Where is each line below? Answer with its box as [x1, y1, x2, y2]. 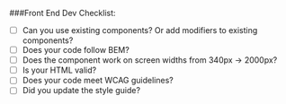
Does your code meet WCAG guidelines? [22, 75, 174, 86]
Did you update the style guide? [22, 85, 141, 96]
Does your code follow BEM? [22, 45, 130, 56]
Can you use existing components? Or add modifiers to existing [22, 25, 258, 35]
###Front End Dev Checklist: [9, 8, 116, 18]
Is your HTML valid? [22, 65, 97, 75]
